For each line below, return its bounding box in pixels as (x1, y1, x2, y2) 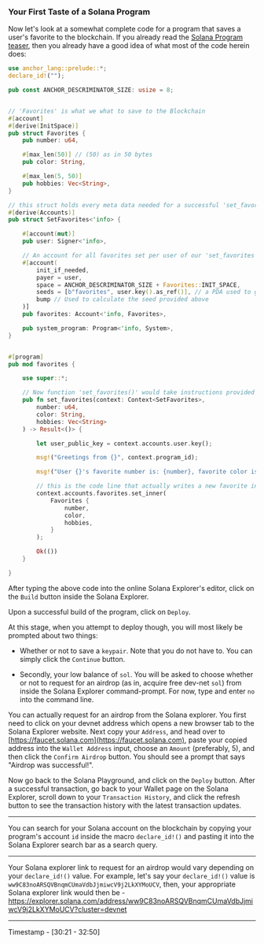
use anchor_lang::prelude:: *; (8, 65, 108, 72)
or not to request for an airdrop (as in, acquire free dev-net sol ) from (19, 678, 242, 687)
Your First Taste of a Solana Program (8, 6, 151, 17)
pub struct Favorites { (8, 129, 86, 137)
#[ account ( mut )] (22, 230, 76, 238)
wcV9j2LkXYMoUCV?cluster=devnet (8, 905, 127, 914)
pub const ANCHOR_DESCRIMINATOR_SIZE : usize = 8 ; (8, 86, 174, 95)
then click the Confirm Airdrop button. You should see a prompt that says (8, 752, 246, 761)
